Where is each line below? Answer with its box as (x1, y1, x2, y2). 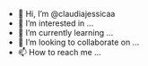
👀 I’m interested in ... (17, 18, 94, 29)
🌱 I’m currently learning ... (17, 28, 114, 37)
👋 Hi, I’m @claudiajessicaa (17, 9, 116, 19)
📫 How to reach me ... (17, 47, 101, 57)
